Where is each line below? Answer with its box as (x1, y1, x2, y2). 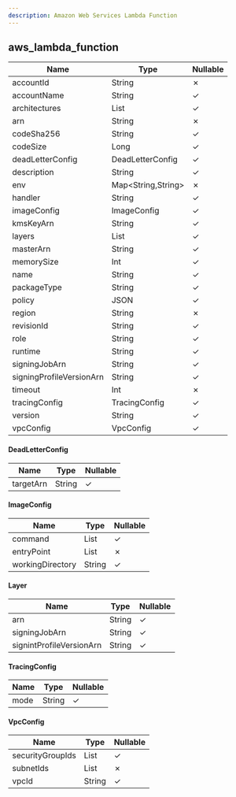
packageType (12, 282, 63, 293)
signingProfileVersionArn (12, 372, 105, 383)
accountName (12, 90, 65, 101)
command (12, 533, 50, 544)
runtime (12, 346, 41, 357)
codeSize (12, 141, 47, 152)
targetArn (12, 478, 48, 489)
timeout (12, 384, 41, 395)
